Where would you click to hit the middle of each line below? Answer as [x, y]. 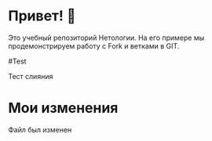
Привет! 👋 [42, 16]
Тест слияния [31, 76]
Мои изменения [63, 108]
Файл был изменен [40, 129]
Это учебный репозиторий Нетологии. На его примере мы [106, 38]
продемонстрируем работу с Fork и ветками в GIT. [94, 45]
